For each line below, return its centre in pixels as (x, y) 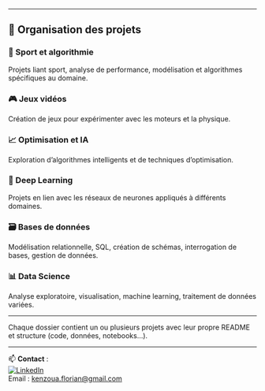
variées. (21, 305)
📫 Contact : (28, 359)
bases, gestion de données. (53, 255)
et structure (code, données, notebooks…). (78, 336)
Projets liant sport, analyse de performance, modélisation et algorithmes (125, 69)
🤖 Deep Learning (41, 181)
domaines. (25, 206)
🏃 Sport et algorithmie (51, 52)
